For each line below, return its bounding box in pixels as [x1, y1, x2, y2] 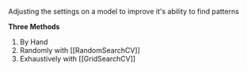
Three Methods [8, 22, 60, 31]
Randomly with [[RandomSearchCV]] [19, 46, 141, 54]
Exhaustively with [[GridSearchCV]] [19, 54, 136, 63]
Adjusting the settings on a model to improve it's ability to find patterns [8, 7, 240, 16]
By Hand [19, 37, 48, 47]
